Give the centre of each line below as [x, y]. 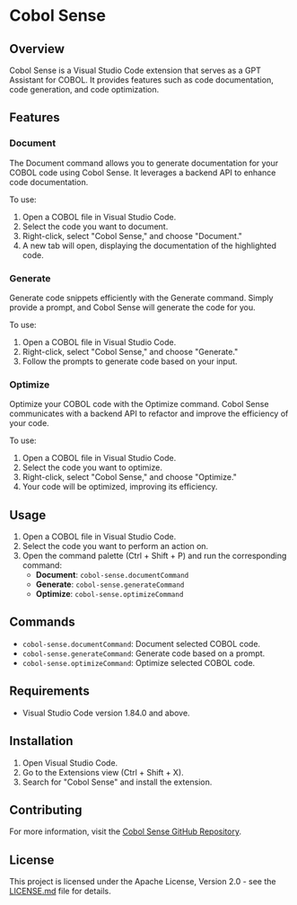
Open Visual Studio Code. [70, 763]
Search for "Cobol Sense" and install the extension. [117, 782]
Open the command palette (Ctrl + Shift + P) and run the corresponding [154, 556]
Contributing [46, 810]
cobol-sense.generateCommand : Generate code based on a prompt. [144, 653]
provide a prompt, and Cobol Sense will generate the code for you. [132, 307]
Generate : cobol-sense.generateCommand [110, 584]
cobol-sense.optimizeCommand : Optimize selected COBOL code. [139, 662]
